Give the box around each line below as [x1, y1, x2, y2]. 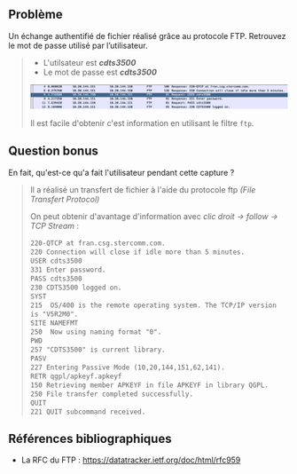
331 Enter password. [29, 265, 106, 274]
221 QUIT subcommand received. [29, 407, 146, 416]
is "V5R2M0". [29, 310, 79, 319]
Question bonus [8, 144, 98, 159]
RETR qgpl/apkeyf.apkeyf [29, 372, 122, 381]
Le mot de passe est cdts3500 [43, 67, 157, 77]
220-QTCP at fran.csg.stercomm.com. [29, 239, 166, 248]
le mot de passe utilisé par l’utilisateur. [8, 40, 148, 51]
